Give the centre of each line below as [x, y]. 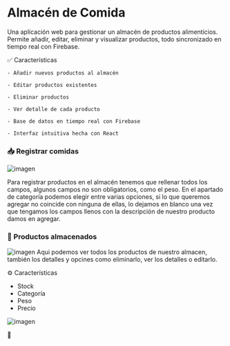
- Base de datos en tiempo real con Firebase [74, 121]
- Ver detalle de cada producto [54, 109]
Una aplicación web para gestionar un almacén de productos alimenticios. [113, 32]
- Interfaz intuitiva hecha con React [63, 133]
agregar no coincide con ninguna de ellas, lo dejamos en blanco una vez [110, 204]
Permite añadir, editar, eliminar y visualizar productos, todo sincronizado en [115, 39]
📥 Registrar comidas [43, 151]
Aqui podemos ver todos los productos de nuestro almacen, [122, 252]
